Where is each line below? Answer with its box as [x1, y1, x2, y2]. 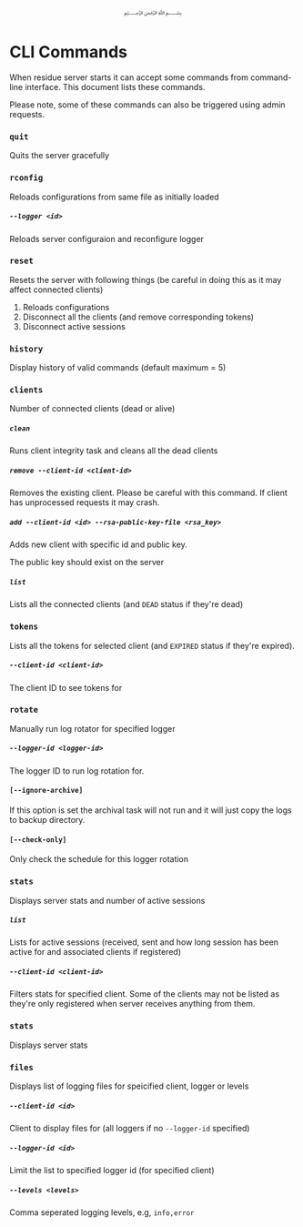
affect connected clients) [9, 284, 104, 295]
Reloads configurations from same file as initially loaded [9, 191, 220, 202]
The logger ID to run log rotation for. [9, 765, 145, 776]
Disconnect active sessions [22, 320, 126, 331]
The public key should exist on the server [9, 557, 165, 568]
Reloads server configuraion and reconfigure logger [9, 233, 205, 244]
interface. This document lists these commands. [25, 81, 206, 92]
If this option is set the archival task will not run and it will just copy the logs [9, 805, 293, 816]
